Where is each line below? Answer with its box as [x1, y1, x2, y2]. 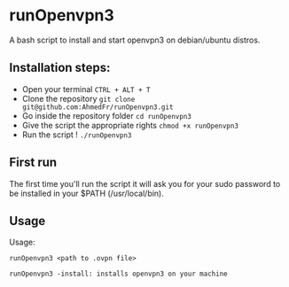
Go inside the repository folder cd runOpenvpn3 [21, 110, 192, 120]
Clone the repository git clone [21, 93, 136, 104]
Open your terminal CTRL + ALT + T [21, 83, 151, 94]
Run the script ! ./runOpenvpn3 [21, 129, 132, 140]
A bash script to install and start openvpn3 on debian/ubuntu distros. [9, 35, 261, 45]
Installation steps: [9, 60, 111, 75]
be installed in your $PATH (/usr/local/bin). [9, 188, 164, 198]
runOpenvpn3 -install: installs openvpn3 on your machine [9, 269, 228, 279]
